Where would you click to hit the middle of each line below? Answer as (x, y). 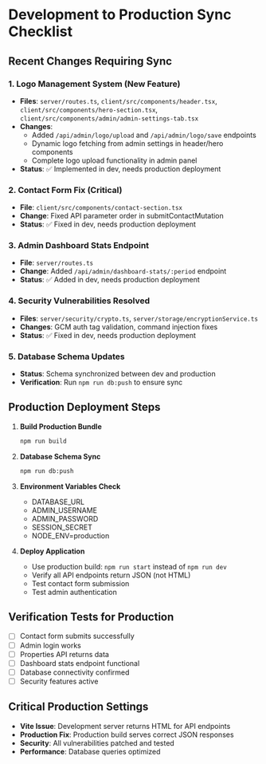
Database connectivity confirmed (74, 672)
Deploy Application (52, 551)
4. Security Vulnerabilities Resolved (79, 301)
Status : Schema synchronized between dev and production (118, 374)
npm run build (43, 441)
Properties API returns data (65, 654)
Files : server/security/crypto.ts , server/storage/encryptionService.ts (139, 318)
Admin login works (51, 645)
